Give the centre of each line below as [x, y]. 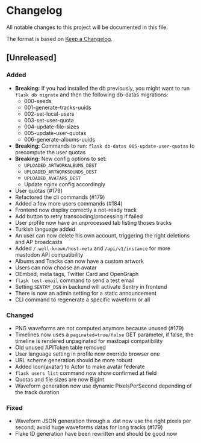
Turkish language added [45, 229]
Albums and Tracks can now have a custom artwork [79, 261]
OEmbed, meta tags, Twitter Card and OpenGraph [77, 274]
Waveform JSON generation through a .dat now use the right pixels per [103, 421]
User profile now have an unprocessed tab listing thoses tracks [93, 222]
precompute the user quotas [50, 152]
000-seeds [38, 101]
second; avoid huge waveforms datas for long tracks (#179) [89, 427]
